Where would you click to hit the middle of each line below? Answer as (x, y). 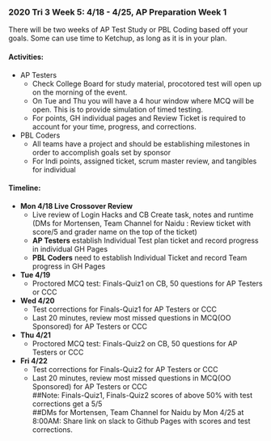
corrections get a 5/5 (67, 404)
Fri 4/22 (34, 360)
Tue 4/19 (35, 274)
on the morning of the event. (80, 92)
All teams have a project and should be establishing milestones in (141, 143)
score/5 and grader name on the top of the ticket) (115, 231)
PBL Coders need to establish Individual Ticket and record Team (140, 257)
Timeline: (25, 188)
